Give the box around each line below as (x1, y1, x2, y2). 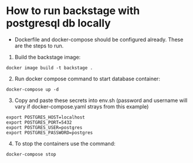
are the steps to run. (14, 42, 64, 49)
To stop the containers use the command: (14, 140, 116, 147)
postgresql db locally (6, 16, 111, 30)
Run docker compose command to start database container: (14, 75, 160, 82)
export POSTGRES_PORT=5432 (6, 119, 72, 125)
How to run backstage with (6, 4, 140, 18)
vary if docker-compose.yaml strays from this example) (14, 103, 149, 110)
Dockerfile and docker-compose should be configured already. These (14, 36, 184, 43)
